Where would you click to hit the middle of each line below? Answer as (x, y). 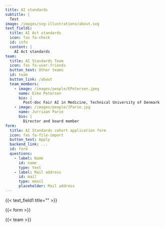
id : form (19, 149)
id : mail (27, 177)
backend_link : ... (29, 144)
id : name (27, 163)
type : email (31, 182)
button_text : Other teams (37, 70)
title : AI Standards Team (37, 61)
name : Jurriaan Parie (41, 112)
